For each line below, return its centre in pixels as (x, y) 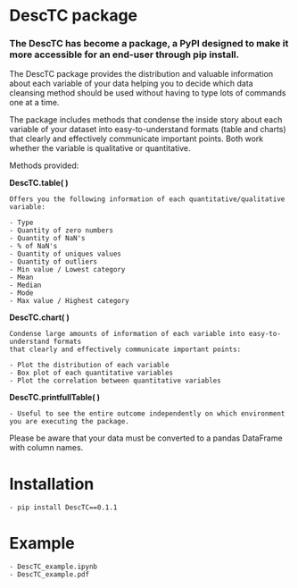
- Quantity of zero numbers (62, 231)
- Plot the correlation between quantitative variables (115, 381)
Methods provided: (44, 165)
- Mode (21, 293)
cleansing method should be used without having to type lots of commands (148, 93)
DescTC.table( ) (39, 183)
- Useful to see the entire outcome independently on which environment (147, 414)
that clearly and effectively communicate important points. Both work (137, 139)
